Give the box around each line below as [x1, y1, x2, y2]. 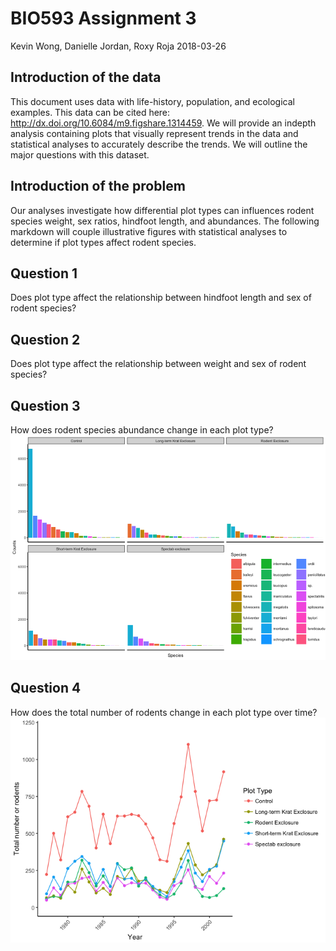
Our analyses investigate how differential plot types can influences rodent [10, 204, 315, 216]
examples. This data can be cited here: [10, 106, 171, 118]
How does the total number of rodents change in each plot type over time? [10, 706, 318, 718]
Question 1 [10, 265, 78, 282]
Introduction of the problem [10, 178, 186, 195]
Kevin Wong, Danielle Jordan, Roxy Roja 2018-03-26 [10, 40, 227, 52]
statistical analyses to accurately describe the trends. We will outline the [10, 138, 308, 150]
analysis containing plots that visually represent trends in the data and [10, 127, 299, 139]
